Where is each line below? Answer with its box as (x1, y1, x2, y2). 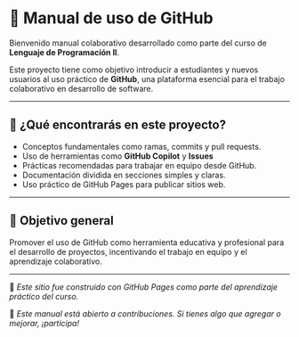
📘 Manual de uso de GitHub (9, 8, 214, 29)
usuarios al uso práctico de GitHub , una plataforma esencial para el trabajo (9, 73, 285, 84)
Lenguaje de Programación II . (9, 46, 120, 57)
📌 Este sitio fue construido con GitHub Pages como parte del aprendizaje (9, 281, 279, 292)
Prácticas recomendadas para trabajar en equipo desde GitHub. (21, 160, 257, 170)
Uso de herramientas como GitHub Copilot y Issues (21, 151, 214, 161)
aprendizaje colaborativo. (9, 256, 102, 267)
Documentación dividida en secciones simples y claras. (21, 169, 226, 180)
